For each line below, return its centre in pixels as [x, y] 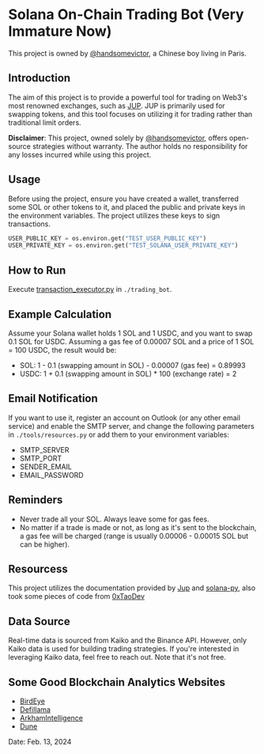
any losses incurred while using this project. [80, 154]
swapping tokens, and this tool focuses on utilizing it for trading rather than [130, 114]
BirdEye [32, 701]
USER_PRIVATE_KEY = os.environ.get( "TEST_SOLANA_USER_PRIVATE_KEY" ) [123, 246]
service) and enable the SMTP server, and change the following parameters [131, 426]
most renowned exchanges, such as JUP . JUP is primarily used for [117, 105]
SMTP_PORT [40, 458]
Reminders [36, 500]
